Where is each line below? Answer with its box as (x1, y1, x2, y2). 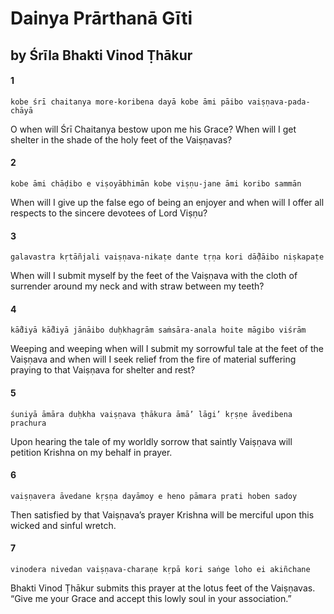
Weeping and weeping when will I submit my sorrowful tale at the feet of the (10, 343, 324, 355)
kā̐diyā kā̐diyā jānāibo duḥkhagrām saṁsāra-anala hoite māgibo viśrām (10, 325, 307, 336)
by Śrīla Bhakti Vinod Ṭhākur (10, 47, 193, 64)
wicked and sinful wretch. (10, 519, 117, 531)
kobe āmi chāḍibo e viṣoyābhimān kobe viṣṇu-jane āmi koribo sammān (10, 178, 302, 189)
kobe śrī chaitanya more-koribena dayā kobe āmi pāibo (10, 97, 244, 107)
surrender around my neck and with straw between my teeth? (10, 280, 265, 292)
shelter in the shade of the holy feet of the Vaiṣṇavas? (10, 133, 233, 146)
